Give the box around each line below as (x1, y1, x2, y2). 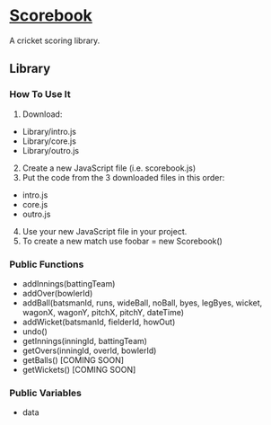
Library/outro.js (22, 145, 79, 155)
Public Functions (9, 258, 84, 270)
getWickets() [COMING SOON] (22, 364, 136, 375)
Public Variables (9, 386, 83, 399)
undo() (22, 325, 48, 337)
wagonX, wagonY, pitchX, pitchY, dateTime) (22, 306, 185, 317)
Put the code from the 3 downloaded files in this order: (22, 172, 225, 182)
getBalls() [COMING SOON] (22, 354, 124, 365)
